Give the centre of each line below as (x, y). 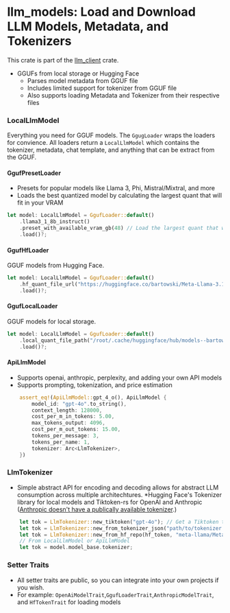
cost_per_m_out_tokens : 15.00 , (76, 430)
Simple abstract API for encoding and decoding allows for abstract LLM (118, 487)
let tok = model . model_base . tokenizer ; (76, 547)
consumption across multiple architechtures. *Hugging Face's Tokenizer (119, 494)
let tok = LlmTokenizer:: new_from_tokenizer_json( (93, 528)
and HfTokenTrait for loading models (69, 602)
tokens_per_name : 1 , (61, 442)
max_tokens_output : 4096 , (69, 423)
